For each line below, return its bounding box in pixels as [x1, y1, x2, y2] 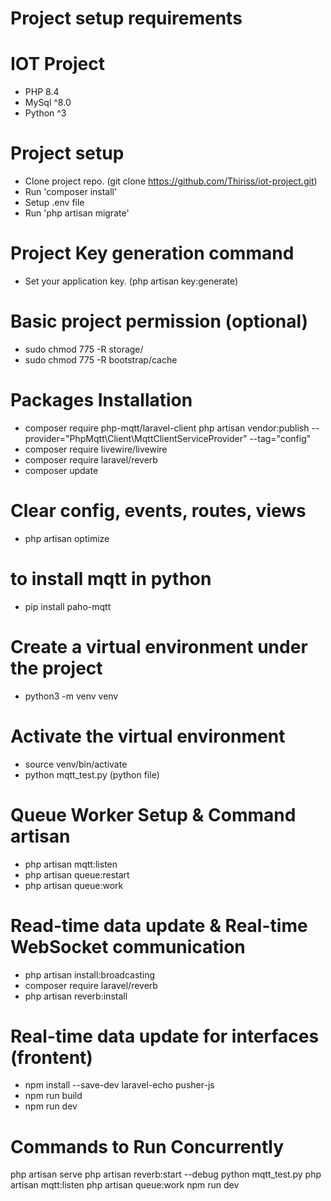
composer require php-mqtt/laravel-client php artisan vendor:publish [24, 422, 310, 434]
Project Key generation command [10, 242, 295, 265]
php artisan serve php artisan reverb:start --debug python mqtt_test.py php [10, 1168, 322, 1181]
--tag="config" [249, 432, 312, 444]
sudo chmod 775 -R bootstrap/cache [24, 353, 178, 366]
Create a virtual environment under [10, 635, 308, 658]
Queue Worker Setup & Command [10, 803, 297, 826]
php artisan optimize [24, 532, 110, 544]
